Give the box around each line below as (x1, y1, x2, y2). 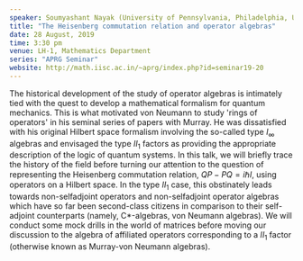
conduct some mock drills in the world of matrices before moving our (9, 220, 267, 230)
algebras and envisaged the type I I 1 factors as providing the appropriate (9, 138, 277, 151)
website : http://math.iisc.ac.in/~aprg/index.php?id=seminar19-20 (9, 64, 264, 73)
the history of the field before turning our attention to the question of (9, 159, 264, 170)
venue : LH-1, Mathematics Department (9, 47, 151, 56)
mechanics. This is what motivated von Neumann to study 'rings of (9, 107, 258, 118)
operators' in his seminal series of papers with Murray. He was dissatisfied (9, 116, 287, 127)
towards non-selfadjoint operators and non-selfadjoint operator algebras (9, 191, 280, 202)
